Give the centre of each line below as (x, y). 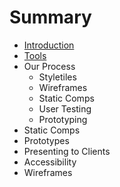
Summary (50, 17)
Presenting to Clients (67, 151)
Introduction (49, 45)
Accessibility (50, 162)
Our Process (49, 66)
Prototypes (46, 140)
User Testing (65, 108)
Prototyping (63, 119)
